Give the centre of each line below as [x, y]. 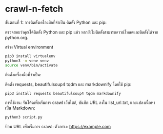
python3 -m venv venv [27, 61]
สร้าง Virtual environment [29, 47]
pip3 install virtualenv [30, 56]
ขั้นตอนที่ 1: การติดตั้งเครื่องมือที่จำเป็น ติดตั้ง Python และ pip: [56, 22]
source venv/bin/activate [31, 65]
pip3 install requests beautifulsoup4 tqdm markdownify [63, 93]
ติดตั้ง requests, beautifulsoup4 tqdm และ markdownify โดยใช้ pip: [68, 84]
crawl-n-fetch [34, 9]
